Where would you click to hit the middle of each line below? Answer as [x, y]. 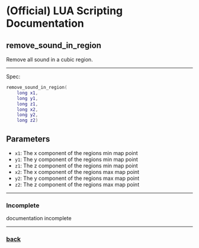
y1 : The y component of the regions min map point [76, 159]
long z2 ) [28, 120]
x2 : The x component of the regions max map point [77, 172]
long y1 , [28, 98]
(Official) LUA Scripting [65, 11]
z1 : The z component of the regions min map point [76, 165]
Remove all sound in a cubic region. [49, 59]
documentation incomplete [39, 218]
